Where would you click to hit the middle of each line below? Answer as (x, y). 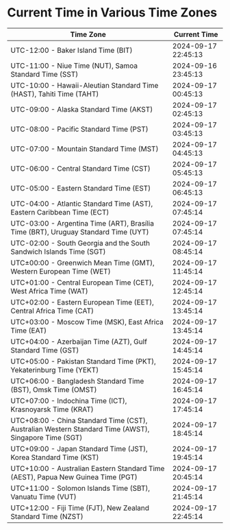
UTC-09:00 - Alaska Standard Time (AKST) (82, 109)
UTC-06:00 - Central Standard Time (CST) (80, 168)
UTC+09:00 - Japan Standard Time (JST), (79, 448)
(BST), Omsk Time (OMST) (54, 389)
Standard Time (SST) (44, 74)
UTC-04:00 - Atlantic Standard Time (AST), (82, 204)
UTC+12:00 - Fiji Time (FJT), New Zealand (80, 507)
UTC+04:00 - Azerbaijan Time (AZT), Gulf (79, 341)
